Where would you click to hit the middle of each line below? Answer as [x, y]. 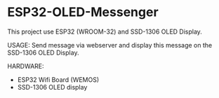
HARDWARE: [26, 66]
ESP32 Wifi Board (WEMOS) [58, 79]
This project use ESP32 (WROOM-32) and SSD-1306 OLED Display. [105, 31]
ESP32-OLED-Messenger [83, 12]
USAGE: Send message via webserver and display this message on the [110, 45]
